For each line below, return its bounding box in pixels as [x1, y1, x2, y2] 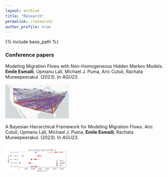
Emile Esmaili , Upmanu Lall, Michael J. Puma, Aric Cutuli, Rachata [5, 68, 143, 75]
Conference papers [5, 51, 54, 58]
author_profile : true [5, 24, 51, 29]
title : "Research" [5, 13, 44, 19]
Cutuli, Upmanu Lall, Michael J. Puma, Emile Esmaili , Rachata [5, 129, 133, 135]
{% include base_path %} [5, 39, 59, 45]
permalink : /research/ [5, 19, 53, 24]
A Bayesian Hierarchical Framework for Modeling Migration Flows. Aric [5, 124, 153, 130]
